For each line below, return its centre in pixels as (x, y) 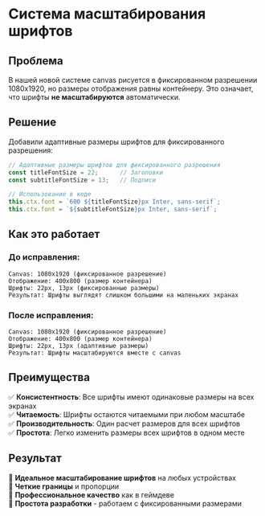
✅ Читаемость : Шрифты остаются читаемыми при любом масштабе (127, 414)
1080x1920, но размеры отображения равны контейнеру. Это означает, (131, 88)
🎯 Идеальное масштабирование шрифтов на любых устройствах (122, 477)
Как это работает (54, 234)
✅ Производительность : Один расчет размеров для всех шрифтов (124, 424)
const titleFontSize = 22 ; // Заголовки (86, 172)
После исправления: (51, 315)
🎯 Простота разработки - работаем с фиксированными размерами (125, 503)
